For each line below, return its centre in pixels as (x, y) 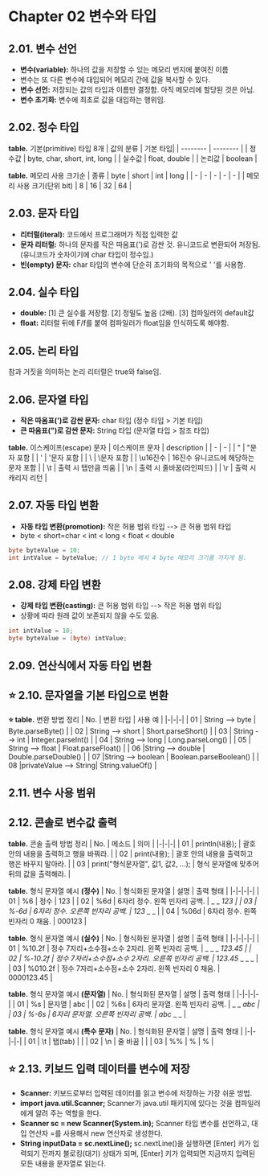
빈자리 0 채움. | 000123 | (47, 921)
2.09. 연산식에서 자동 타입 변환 (80, 666)
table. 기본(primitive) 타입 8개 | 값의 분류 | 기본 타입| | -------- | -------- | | (128, 148)
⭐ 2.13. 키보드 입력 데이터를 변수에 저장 (99, 1069)
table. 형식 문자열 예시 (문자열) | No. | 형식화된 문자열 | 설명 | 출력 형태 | (122, 993)
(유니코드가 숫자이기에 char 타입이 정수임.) (87, 254)
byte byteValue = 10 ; (45, 550)
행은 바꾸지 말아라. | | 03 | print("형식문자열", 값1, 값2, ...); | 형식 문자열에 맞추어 (134, 863)
